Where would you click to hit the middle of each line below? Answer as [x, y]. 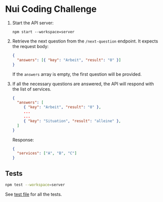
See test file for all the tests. [34, 194]
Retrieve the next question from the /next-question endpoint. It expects [85, 41]
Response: [23, 140]
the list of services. [32, 89]
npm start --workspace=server [43, 32]
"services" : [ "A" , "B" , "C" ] [47, 153]
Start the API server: [33, 23]
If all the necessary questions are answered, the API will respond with [83, 84]
